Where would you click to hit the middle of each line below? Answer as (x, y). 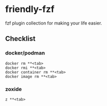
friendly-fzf (30, 9)
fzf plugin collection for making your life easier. (54, 23)
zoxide (13, 89)
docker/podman (25, 53)
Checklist (20, 39)
